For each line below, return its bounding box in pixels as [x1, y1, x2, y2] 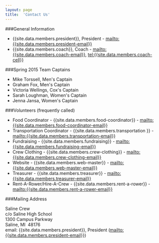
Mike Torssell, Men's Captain [12, 76, 72, 82]
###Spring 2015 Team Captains [5, 66, 70, 73]
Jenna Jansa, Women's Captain [12, 97, 78, 103]
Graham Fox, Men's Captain [12, 81, 70, 88]
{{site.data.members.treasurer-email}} [12, 175, 91, 181]
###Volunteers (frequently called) [5, 107, 75, 113]
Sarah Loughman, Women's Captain [12, 92, 87, 98]
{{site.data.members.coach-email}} [12, 51, 86, 58]
